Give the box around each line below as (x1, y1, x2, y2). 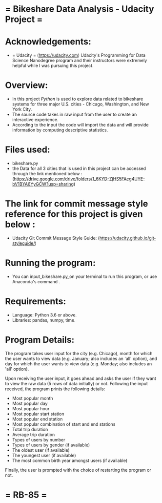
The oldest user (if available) (12, 447, 70, 453)
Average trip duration (12, 431, 55, 438)
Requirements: (5, 296, 66, 307)
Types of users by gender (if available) (12, 442, 90, 448)
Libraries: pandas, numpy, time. (12, 317, 76, 323)
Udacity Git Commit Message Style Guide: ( (12, 235, 100, 241)
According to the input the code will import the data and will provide (12, 122, 149, 128)
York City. (12, 106, 32, 112)
